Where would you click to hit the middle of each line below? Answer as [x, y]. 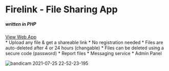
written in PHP [21, 24]
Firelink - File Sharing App [61, 10]
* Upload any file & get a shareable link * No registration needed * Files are [84, 43]
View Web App [21, 37]
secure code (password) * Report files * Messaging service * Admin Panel [84, 54]
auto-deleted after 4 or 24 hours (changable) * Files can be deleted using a [84, 48]
